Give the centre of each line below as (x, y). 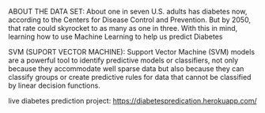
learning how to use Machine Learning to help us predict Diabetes (115, 36)
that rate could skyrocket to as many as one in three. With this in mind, (123, 28)
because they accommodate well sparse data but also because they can (126, 69)
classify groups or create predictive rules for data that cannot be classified (130, 77)
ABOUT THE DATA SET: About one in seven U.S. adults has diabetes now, (128, 11)
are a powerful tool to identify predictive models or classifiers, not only (123, 60)
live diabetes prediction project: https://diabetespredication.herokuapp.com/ (132, 101)
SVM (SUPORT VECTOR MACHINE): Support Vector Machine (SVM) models (132, 52)
